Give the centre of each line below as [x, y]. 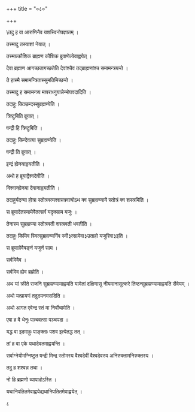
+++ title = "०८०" [27, 9]
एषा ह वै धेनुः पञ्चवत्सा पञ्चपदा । [37, 319]
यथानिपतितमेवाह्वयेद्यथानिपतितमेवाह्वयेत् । [44, 391]
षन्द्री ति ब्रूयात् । [21, 152]
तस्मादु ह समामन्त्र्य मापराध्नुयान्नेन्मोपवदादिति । [49, 92]
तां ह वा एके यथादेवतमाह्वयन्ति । [36, 343]
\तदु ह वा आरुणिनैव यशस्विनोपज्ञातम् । [42, 32]
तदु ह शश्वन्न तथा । [25, 367]
